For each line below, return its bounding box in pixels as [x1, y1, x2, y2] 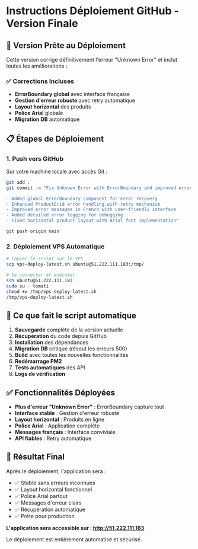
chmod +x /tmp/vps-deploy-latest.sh [6, 289, 97, 295]
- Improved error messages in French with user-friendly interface [6, 206, 177, 213]
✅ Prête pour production [14, 512, 75, 519]
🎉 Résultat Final [6, 452, 65, 462]
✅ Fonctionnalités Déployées [6, 387, 116, 398]
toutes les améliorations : [6, 62, 68, 69]
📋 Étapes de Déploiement [6, 133, 104, 143]
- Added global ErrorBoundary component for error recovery [6, 196, 158, 202]
